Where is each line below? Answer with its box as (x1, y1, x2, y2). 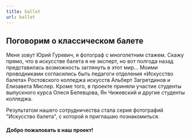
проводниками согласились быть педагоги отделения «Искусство (6, 70, 173, 77)
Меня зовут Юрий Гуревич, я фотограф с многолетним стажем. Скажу (6, 51, 184, 59)
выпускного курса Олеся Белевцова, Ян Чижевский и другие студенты (6, 89, 185, 96)
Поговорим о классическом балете (6, 36, 144, 46)
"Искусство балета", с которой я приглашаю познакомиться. (6, 113, 160, 120)
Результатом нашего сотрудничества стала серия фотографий (6, 107, 163, 114)
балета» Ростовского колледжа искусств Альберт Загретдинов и (6, 77, 170, 84)
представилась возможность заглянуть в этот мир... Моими (6, 64, 158, 71)
